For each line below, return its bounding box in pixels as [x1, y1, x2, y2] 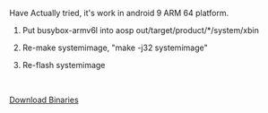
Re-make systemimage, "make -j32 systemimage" [22, 42, 208, 53]
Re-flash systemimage [22, 60, 106, 70]
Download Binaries [9, 94, 79, 105]
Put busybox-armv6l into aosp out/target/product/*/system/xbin [22, 25, 260, 35]
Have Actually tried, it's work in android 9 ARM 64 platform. [9, 8, 229, 18]
